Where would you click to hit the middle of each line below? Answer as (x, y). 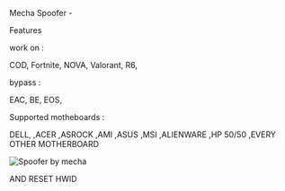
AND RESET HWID (44, 179)
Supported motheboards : (57, 117)
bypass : (25, 82)
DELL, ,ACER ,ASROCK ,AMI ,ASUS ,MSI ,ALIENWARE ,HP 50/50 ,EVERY (143, 135)
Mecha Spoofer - (41, 13)
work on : (27, 48)
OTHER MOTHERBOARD (54, 144)
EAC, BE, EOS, (36, 100)
